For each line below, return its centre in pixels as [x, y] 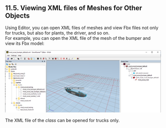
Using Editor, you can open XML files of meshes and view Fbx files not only [82, 28]
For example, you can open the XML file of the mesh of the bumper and [78, 38]
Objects [18, 16]
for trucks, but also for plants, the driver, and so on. [57, 33]
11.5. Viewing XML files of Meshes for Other [74, 8]
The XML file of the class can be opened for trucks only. [62, 121]
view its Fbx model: [25, 43]
